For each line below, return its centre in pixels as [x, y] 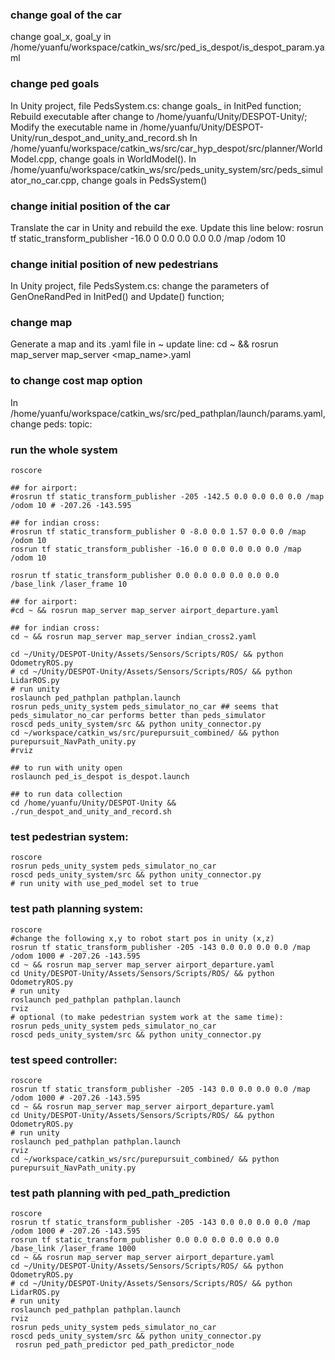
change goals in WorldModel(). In [128, 159]
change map [41, 323]
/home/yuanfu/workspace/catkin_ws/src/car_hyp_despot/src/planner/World [166, 148]
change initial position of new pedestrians [114, 264]
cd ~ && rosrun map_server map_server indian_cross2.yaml [133, 637]
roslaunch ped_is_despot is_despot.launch [100, 777]
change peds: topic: [51, 424]
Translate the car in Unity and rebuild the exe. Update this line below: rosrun [167, 227]
